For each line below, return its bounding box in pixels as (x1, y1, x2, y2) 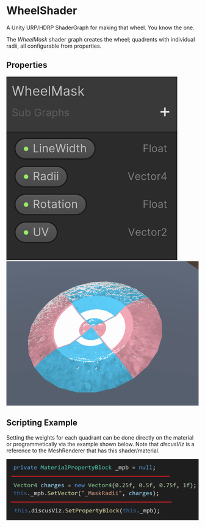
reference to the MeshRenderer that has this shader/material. (6, 447, 160, 454)
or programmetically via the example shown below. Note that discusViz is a (6, 440, 195, 448)
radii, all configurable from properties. (6, 42, 102, 50)
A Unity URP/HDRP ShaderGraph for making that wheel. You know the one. (6, 24, 195, 31)
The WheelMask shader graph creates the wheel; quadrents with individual (6, 35, 195, 43)
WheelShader (6, 4, 77, 18)
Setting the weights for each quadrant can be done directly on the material (6, 433, 194, 441)
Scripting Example (6, 418, 78, 428)
